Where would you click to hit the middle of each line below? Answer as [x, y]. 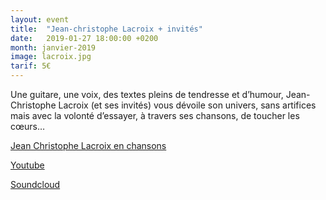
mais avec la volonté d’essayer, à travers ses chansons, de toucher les [155, 115]
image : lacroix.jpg [51, 57]
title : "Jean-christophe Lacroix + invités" [106, 29]
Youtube [27, 165]
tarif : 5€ [31, 66]
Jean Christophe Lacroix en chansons [88, 145]
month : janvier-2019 [53, 47]
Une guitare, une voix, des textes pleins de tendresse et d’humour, [147, 94]
